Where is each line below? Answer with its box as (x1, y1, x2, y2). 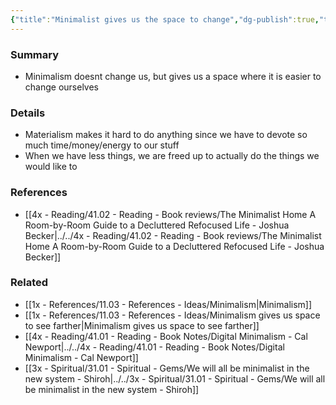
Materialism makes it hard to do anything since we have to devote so (24, 129, 308, 141)
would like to (24, 161, 78, 173)
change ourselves (24, 81, 99, 93)
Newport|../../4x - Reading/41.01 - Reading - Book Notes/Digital (24, 341, 285, 353)
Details (10, 106, 46, 120)
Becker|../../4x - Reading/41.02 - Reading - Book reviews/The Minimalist (24, 229, 322, 241)
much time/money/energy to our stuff (24, 139, 180, 151)
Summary (10, 47, 60, 61)
